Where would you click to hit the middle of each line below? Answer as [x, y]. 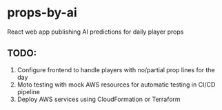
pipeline [28, 91]
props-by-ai [42, 13]
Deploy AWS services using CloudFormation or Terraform [99, 99]
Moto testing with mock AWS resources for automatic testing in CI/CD [116, 85]
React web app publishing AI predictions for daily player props [95, 32]
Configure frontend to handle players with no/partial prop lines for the [116, 69]
